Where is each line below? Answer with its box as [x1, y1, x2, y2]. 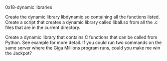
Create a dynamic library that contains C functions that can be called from [5, 34, 158, 40]
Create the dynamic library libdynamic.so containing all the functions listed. [5, 14, 160, 19]
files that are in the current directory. [5, 24, 81, 30]
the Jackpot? [5, 50, 32, 56]
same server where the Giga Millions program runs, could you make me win [5, 45, 161, 50]
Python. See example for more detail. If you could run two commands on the [5, 39, 162, 45]
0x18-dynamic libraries [5, 4, 52, 10]
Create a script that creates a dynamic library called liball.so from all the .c [5, 19, 158, 25]
